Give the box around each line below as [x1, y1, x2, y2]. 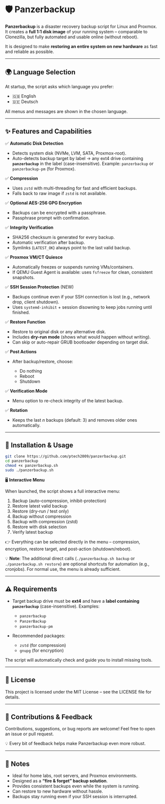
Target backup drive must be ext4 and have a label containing [12, 598, 140, 604]
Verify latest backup [12, 529, 53, 535]
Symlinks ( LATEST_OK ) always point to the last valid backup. [12, 244, 131, 250]
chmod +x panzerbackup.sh [5, 463, 58, 468]
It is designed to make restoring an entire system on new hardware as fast [5, 43, 158, 49]
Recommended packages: [12, 633, 65, 639]
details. [5, 694, 20, 700]
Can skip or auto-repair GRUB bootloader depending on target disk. [12, 339, 149, 345]
